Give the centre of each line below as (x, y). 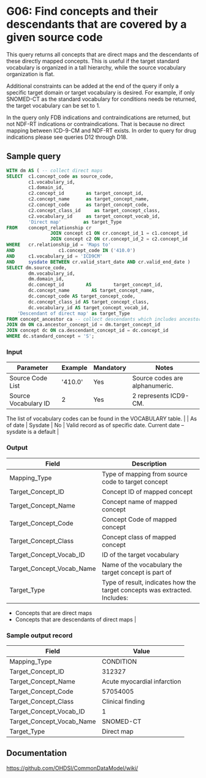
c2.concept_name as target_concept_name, (89, 199)
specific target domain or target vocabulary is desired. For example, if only (101, 92)
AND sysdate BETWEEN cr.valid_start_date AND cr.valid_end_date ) (98, 262)
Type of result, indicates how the (149, 582)
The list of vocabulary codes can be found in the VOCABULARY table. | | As (102, 418)
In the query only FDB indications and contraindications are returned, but (98, 117)
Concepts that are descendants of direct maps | (76, 619)
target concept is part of (137, 572)
